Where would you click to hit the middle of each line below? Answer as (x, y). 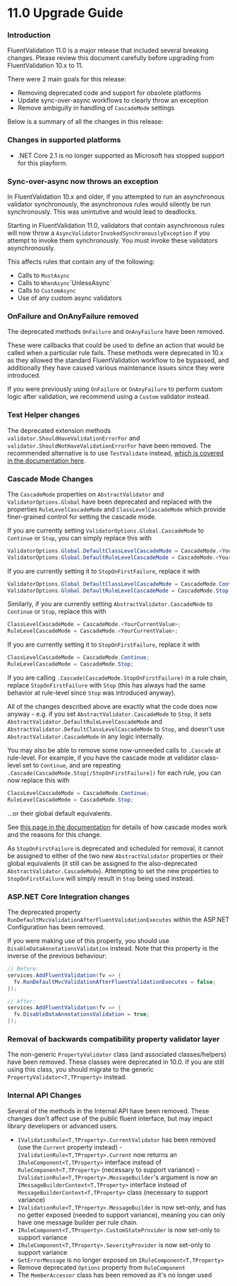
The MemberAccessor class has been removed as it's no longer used (115, 1275)
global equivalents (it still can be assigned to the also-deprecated (102, 863)
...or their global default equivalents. (60, 813)
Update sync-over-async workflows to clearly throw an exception (113, 100)
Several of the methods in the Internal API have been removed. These (108, 1111)
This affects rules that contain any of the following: (81, 262)
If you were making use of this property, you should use (89, 941)
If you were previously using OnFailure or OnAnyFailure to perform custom (115, 389)
